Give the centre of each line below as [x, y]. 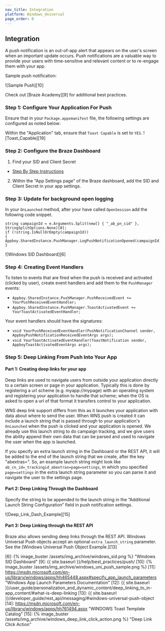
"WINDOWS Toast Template [117, 608]
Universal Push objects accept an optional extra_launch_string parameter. [81, 541]
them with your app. [25, 66]
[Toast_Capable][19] [25, 138]
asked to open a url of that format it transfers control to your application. [78, 401]
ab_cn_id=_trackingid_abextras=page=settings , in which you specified [76, 467]
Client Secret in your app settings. [47, 186]
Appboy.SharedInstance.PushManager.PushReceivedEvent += [72, 298]
